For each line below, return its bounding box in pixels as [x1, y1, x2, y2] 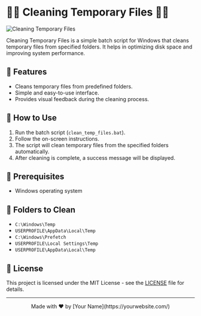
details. [6, 285, 25, 293]
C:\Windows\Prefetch [14, 235, 66, 241]
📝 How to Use [6, 113, 57, 123]
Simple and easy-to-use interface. [14, 89, 100, 96]
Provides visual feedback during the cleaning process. [14, 95, 150, 102]
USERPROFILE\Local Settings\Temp [14, 241, 99, 247]
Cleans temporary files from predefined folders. [14, 83, 133, 90]
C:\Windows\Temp [14, 221, 56, 228]
